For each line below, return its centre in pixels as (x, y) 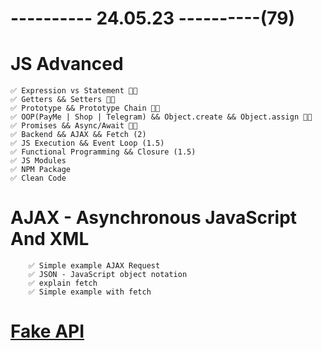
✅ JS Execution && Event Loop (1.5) (87, 143)
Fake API (47, 331)
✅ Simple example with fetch (90, 292)
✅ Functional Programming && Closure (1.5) (103, 152)
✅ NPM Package (40, 170)
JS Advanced (67, 64)
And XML (50, 239)
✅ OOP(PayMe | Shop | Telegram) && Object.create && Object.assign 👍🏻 (161, 117)
